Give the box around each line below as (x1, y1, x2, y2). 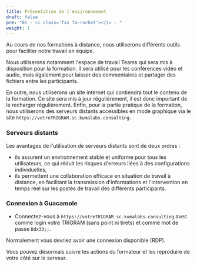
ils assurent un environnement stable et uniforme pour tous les (14, 154, 166, 161)
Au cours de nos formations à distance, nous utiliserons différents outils (6, 41, 181, 48)
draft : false (6, 14, 38, 20)
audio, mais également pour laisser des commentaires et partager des (6, 71, 176, 78)
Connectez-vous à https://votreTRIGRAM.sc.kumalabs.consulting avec (14, 212, 188, 220)
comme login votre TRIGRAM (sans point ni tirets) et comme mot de (14, 219, 179, 226)
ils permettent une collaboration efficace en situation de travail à (14, 172, 171, 179)
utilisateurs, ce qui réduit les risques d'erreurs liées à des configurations (14, 159, 190, 167)
